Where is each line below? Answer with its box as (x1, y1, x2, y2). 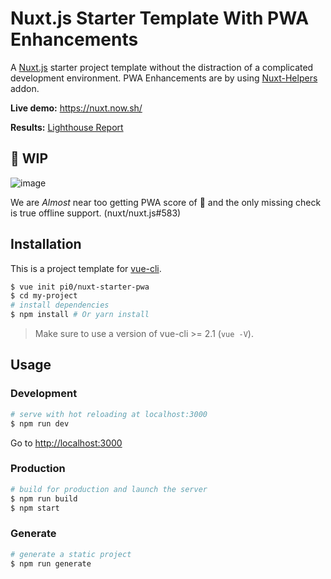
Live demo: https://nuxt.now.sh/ (10, 102, 143, 114)
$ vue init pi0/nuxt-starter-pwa (10, 282, 150, 292)
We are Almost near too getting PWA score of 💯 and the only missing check (10, 196, 322, 208)
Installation (10, 236, 82, 253)
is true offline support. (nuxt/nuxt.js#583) (10, 207, 182, 219)
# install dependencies (10, 300, 110, 311)
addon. (10, 82, 40, 94)
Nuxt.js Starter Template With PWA (10, 7, 310, 30)
